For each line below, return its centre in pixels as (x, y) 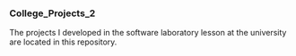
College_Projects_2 (52, 13)
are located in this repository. (63, 42)
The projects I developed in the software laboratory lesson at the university (148, 33)
